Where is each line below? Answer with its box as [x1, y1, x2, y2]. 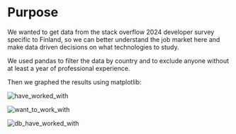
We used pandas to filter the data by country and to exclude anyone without [7, 56, 229, 65]
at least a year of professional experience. [7, 64, 130, 72]
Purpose [7, 4, 59, 21]
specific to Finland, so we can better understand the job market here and [7, 35, 220, 43]
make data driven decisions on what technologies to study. [7, 43, 179, 51]
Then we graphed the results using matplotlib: [7, 77, 142, 86]
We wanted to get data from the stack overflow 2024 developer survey [7, 28, 215, 36]
